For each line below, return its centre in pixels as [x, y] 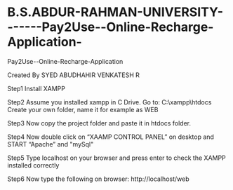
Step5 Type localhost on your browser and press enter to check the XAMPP [116, 158]
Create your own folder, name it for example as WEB [83, 109]
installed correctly [33, 165]
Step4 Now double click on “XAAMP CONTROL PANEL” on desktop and [111, 137]
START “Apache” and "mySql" [51, 144]
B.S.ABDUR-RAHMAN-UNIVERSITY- [115, 12]
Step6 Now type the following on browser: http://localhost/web [98, 179]
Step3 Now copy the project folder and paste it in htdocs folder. [99, 123]
